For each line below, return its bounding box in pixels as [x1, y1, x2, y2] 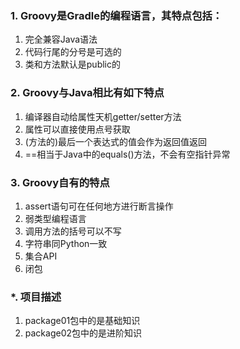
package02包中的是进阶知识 [24, 327, 143, 339]
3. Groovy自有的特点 [10, 175, 110, 189]
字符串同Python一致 [24, 237, 108, 249]
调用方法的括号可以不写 [24, 225, 122, 237]
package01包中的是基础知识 [24, 315, 141, 327]
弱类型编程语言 [24, 212, 87, 224]
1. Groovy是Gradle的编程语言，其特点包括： [10, 8, 223, 22]
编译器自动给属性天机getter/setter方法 [24, 110, 182, 122]
